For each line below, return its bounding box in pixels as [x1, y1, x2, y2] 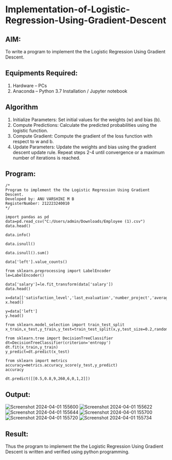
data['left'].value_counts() [5, 259, 68, 265]
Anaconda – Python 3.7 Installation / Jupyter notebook [12, 88, 127, 94]
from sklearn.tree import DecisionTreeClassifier [5, 336, 114, 341]
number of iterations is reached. [12, 155, 81, 161]
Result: [5, 430, 29, 438]
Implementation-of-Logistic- [5, 4, 131, 15]
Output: [5, 390, 31, 399]
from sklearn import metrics [5, 358, 68, 363]
